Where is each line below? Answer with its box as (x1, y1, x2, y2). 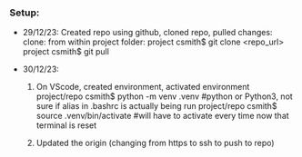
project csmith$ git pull (22, 46, 109, 57)
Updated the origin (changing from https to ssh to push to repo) (35, 138, 275, 149)
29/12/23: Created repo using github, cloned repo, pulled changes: (22, 27, 273, 38)
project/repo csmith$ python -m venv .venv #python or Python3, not (35, 91, 293, 102)
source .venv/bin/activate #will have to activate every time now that (35, 111, 289, 122)
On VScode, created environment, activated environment (35, 82, 250, 93)
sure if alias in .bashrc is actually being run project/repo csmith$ (35, 101, 277, 112)
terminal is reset (35, 120, 97, 131)
